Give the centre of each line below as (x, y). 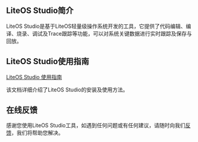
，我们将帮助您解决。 (37, 133)
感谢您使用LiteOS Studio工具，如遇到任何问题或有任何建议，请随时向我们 (96, 125)
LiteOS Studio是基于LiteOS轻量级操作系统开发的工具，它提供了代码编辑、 (96, 26)
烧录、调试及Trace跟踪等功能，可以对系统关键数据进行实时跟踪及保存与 (104, 33)
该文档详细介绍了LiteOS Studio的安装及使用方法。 (67, 89)
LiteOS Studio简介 (40, 11)
